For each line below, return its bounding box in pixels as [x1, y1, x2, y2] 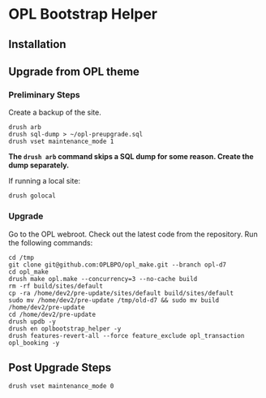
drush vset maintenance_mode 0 [8, 383, 114, 391]
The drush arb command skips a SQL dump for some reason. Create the [8, 152, 254, 162]
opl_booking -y [8, 339, 60, 347]
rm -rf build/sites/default [8, 282, 104, 290]
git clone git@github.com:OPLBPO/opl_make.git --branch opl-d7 [8, 261, 227, 269]
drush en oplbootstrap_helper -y [8, 324, 122, 333]
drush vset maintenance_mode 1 [8, 137, 114, 146]
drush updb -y [8, 318, 57, 326]
